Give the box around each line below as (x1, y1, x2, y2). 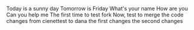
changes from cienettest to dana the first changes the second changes (6, 18, 183, 24)
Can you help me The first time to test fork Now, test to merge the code (6, 11, 184, 18)
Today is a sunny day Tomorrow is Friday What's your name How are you (6, 5, 189, 12)
